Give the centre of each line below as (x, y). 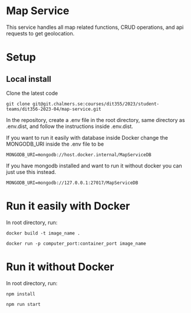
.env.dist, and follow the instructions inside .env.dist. (70, 126)
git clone (18, 104)
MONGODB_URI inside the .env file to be (55, 144)
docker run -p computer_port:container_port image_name (76, 243)
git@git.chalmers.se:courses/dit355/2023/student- (96, 104)
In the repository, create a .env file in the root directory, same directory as (95, 120)
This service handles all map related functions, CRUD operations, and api (95, 27)
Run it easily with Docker (68, 206)
